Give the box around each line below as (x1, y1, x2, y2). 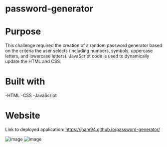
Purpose (5, 26, 41, 37)
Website (5, 110, 40, 121)
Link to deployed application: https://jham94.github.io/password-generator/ (5, 126, 161, 132)
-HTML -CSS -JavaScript (5, 92, 57, 98)
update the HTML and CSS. (5, 58, 61, 64)
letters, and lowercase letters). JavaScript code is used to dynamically (5, 53, 150, 59)
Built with (5, 76, 45, 87)
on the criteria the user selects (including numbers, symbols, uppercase (5, 48, 153, 54)
